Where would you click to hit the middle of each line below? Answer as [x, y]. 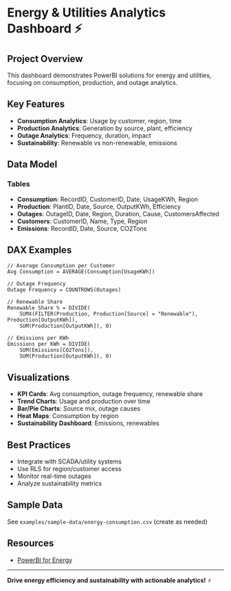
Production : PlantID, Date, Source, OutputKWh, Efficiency [99, 206]
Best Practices [39, 445]
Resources [31, 543]
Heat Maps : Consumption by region [68, 416]
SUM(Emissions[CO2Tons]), [57, 350]
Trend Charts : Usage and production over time [84, 402]
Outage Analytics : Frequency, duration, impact [84, 135]
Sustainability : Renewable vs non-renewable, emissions [97, 143]
